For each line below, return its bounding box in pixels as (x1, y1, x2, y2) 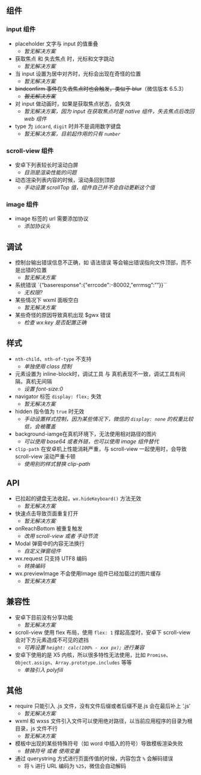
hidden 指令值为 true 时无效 (14, 408, 85, 415)
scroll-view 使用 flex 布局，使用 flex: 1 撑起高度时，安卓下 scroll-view (14, 629, 191, 636)
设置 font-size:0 (23, 385, 64, 392)
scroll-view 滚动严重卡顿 (14, 453, 76, 460)
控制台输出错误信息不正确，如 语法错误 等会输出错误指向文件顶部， (14, 259, 181, 266)
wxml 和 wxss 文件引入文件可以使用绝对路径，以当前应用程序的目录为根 (14, 717, 193, 725)
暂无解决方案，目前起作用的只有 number (23, 130, 121, 137)
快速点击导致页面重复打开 (14, 510, 79, 517)
